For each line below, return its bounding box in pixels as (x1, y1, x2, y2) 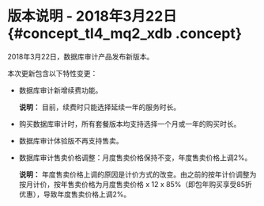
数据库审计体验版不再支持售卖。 (18, 135, 123, 145)
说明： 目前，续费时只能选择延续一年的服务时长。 (18, 102, 181, 112)
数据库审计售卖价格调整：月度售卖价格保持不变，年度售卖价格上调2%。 (18, 152, 252, 162)
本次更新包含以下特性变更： (7, 68, 98, 78)
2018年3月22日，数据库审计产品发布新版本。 (7, 51, 154, 61)
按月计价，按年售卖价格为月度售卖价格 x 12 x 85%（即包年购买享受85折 (18, 179, 252, 189)
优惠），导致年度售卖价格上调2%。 (18, 189, 131, 199)
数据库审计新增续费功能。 (18, 85, 103, 95)
